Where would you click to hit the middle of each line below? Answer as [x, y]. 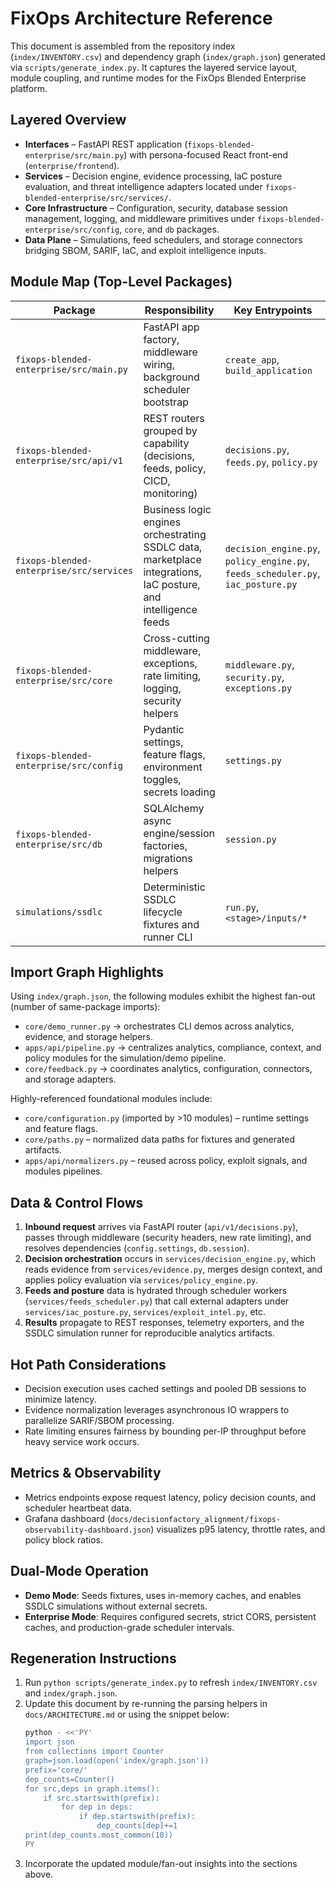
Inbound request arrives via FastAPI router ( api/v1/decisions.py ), [161, 1227]
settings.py [253, 760]
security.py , [254, 677]
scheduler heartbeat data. [78, 1508]
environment [173, 767]
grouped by [170, 430]
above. [39, 1874]
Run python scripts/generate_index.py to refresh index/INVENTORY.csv [171, 1683]
